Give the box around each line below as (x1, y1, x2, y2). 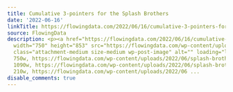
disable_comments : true (7, 74, 76, 82)
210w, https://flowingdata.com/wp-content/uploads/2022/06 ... (13, 68, 200, 75)
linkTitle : (7, 23, 39, 30)
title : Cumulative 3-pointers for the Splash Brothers (7, 10, 169, 17)
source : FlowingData (7, 29, 67, 37)
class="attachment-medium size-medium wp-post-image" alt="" (13, 49, 194, 56)
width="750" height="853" (13, 42, 89, 49)
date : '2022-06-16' (7, 17, 64, 24)
